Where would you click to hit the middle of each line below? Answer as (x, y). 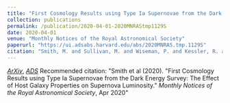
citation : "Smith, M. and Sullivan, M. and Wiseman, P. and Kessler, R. (113, 52)
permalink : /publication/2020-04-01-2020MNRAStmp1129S (87, 26)
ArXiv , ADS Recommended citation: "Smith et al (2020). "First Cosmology (111, 71)
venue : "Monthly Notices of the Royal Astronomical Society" (96, 39)
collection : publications (44, 20)
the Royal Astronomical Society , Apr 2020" (68, 92)
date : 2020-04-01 (32, 32)
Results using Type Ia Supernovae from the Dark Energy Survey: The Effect (113, 78)
